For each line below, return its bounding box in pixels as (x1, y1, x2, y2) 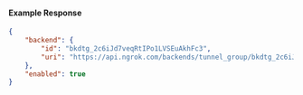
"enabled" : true (24, 69, 87, 79)
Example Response (8, 7, 82, 18)
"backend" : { (24, 36, 74, 45)
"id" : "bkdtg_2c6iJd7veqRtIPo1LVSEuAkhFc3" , (41, 43, 212, 53)
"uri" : (41, 52, 66, 62)
